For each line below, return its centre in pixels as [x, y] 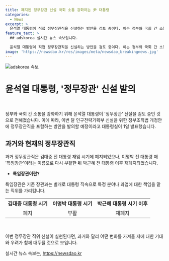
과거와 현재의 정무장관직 [40, 143]
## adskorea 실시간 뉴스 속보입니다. [44, 38]
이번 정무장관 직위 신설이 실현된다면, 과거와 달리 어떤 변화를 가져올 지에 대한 [80, 236]
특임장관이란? [26, 174]
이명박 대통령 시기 [72, 204]
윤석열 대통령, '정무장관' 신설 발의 [70, 89]
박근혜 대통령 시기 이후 [122, 204]
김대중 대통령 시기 [28, 204]
